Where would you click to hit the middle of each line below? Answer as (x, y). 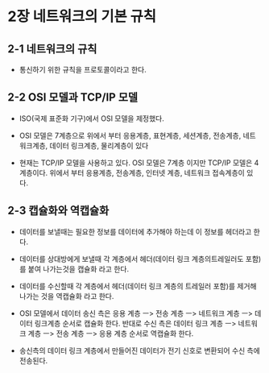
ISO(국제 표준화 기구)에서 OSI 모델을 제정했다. (91, 118)
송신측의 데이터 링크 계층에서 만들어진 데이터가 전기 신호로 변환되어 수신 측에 (140, 350)
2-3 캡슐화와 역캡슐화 (58, 211)
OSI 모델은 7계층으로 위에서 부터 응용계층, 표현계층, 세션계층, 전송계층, (130, 135)
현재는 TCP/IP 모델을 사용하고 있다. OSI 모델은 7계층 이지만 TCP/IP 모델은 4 (139, 163)
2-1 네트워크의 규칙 (52, 49)
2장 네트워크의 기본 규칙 (82, 17)
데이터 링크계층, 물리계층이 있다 (99, 145)
